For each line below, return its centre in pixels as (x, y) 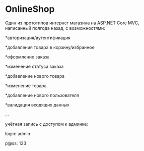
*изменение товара (26, 86)
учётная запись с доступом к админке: (47, 124)
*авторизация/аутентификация (38, 38)
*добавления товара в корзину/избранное (50, 47)
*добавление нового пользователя (42, 95)
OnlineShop (30, 9)
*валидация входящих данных (37, 104)
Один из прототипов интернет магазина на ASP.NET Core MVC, (72, 23)
